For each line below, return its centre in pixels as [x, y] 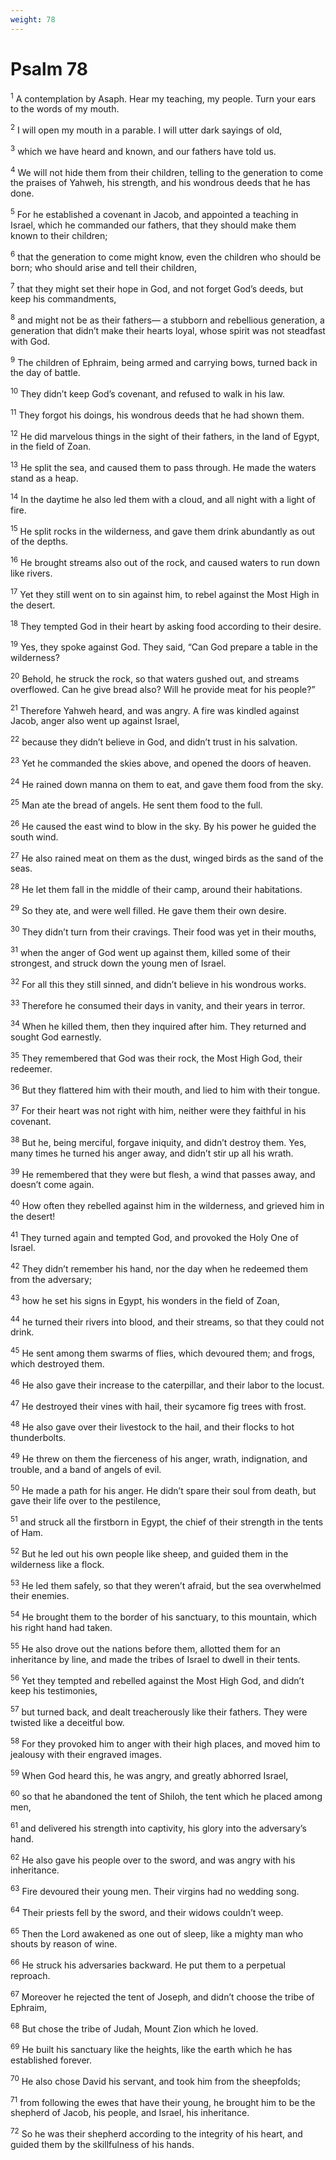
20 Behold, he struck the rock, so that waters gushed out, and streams [155, 678]
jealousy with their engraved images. [86, 1754]
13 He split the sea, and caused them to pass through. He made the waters [163, 467]
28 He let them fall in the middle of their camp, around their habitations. [156, 888]
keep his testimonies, [54, 1691]
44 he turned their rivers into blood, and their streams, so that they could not [167, 1321]
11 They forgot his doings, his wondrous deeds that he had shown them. [157, 414]
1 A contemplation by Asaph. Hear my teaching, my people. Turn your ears [163, 98]
